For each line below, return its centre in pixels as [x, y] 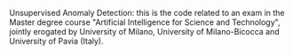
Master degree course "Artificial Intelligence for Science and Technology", [145, 22]
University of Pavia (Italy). [56, 41]
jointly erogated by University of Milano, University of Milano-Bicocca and [144, 31]
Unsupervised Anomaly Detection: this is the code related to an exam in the [147, 13]
